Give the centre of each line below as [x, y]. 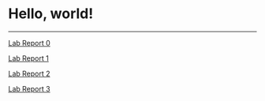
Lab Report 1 [28, 58]
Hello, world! [51, 14]
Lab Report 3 [29, 88]
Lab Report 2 [29, 73]
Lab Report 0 [30, 43]
